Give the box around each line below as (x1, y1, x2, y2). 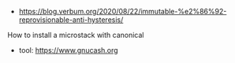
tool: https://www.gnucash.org (18, 46, 119, 54)
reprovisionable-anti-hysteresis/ (18, 15, 124, 24)
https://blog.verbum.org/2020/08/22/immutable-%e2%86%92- (18, 7, 227, 16)
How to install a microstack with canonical (7, 31, 144, 39)
